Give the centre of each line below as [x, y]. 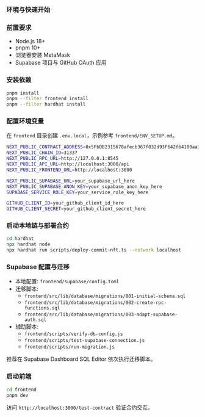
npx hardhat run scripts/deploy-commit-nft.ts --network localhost [94, 250]
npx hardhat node [28, 245]
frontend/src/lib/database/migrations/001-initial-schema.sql [105, 296]
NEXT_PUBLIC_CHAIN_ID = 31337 [42, 153]
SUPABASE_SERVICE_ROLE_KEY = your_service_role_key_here [77, 192]
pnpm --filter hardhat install [46, 104]
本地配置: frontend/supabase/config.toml [67, 281]
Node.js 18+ [30, 42]
